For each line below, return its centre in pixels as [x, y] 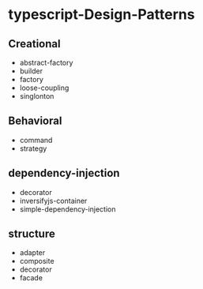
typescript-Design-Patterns [101, 15]
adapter [32, 253]
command [36, 140]
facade [31, 278]
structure [32, 234]
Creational [34, 44]
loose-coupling [44, 88]
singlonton [37, 96]
